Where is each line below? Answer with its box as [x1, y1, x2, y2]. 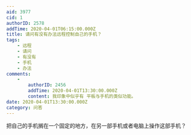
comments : [6, 71, 31, 77]
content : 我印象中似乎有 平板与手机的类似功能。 [28, 93, 136, 99]
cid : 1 [6, 15, 23, 21]
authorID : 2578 [6, 20, 45, 26]
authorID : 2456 [28, 82, 66, 88]
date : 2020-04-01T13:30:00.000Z [6, 99, 88, 105]
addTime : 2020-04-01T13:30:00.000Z [28, 88, 118, 94]
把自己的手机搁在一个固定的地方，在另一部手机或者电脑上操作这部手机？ [6, 122, 186, 129]
